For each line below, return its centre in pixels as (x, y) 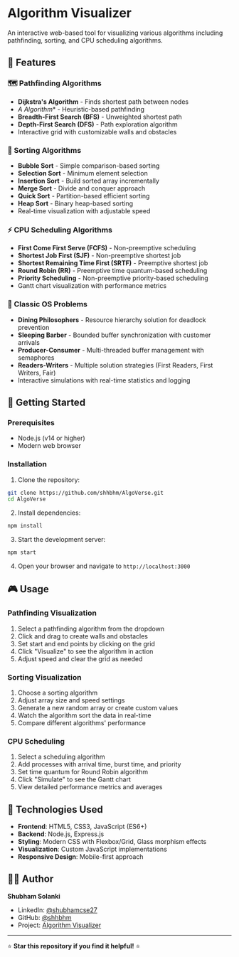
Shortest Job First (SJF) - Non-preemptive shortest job (99, 256)
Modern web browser (49, 446)
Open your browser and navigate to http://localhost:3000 (104, 566)
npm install (25, 526)
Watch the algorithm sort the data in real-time (84, 715)
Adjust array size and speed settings (71, 700)
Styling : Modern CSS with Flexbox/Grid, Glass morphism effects (112, 842)
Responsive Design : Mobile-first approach (80, 857)
